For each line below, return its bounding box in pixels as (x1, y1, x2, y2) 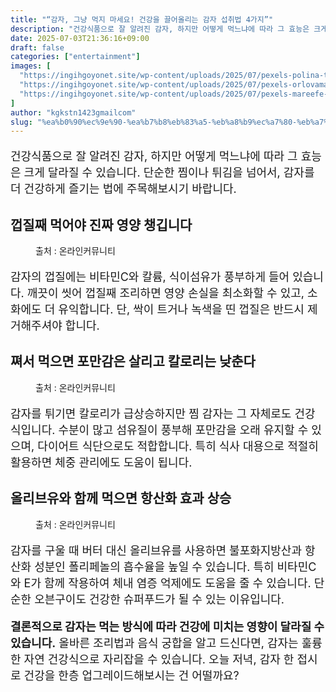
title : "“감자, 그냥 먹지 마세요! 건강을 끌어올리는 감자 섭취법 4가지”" (10, 14, 274, 25)
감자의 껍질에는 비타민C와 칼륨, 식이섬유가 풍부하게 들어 (10, 270, 290, 285)
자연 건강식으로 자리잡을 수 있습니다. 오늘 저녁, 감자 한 (23, 652, 295, 666)
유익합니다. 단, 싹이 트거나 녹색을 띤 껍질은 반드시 (58, 302, 305, 317)
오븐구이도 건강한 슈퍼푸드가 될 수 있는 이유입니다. (34, 592, 285, 606)
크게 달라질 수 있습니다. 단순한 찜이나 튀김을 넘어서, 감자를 (23, 166, 315, 180)
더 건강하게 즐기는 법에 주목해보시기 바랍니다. (10, 182, 237, 196)
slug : (10, 117, 33, 127)
